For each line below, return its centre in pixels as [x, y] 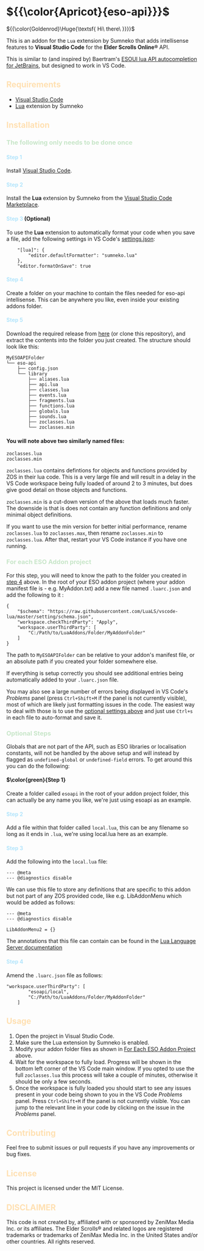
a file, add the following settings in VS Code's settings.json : [81, 239]
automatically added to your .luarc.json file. [62, 680]
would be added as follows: [41, 903]
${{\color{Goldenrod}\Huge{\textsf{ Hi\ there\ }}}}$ [71, 29]
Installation [28, 125]
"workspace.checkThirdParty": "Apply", [68, 622]
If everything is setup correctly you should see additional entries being [95, 673]
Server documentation [34, 948]
